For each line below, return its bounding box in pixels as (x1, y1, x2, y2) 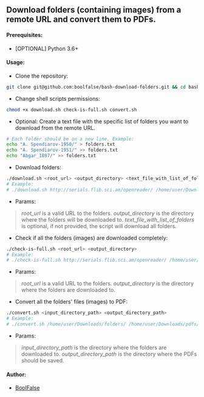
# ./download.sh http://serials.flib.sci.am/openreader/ (6, 186, 154, 193)
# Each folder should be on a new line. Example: (6, 136, 135, 142)
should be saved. (21, 356, 65, 364)
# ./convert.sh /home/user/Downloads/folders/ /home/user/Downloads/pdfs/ (6, 321, 200, 327)
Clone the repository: (15, 72, 69, 80)
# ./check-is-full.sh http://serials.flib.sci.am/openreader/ (6, 257, 167, 263)
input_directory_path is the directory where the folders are (21, 344, 167, 351)
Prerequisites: (6, 31, 43, 38)
